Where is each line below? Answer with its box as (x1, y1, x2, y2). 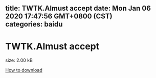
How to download (5, 67, 42, 73)
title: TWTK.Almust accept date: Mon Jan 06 (5, 4, 151, 13)
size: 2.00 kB (5, 57, 33, 63)
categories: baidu (5, 20, 63, 29)
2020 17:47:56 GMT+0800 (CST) (5, 12, 113, 21)
